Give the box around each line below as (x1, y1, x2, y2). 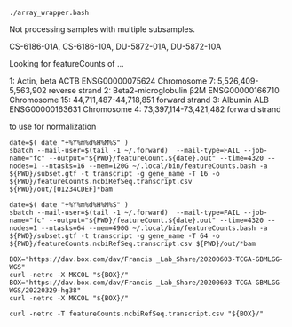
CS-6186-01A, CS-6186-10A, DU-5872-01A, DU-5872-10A (9, 41, 222, 52)
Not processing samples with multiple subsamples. (9, 24, 195, 35)
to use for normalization (9, 121, 97, 132)
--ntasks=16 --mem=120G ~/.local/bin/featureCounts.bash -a (41, 162, 268, 171)
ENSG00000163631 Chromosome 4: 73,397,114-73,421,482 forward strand (9, 104, 281, 115)
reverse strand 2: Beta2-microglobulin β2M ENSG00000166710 (48, 85, 280, 95)
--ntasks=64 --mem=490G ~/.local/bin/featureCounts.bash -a (41, 224, 268, 233)
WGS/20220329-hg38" (9, 286, 82, 295)
